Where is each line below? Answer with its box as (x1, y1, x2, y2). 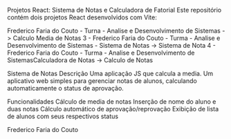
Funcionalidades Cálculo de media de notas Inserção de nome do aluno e (7, 98, 216, 106)
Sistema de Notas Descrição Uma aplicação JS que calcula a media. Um (7, 69, 214, 77)
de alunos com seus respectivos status (7, 112, 119, 120)
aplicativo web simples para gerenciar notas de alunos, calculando (7, 77, 197, 85)
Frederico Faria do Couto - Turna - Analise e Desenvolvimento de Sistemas (7, 27, 221, 35)
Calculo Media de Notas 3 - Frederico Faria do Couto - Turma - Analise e (12, 34, 221, 42)
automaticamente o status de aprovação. (7, 84, 124, 92)
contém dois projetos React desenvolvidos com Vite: (7, 13, 157, 21)
